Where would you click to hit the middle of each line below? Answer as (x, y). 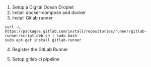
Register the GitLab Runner (40, 49)
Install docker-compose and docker (49, 12)
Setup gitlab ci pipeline (36, 59)
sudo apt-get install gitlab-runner (43, 40)
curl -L (13, 27)
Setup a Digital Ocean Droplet (43, 7)
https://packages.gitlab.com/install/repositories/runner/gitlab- (76, 31)
